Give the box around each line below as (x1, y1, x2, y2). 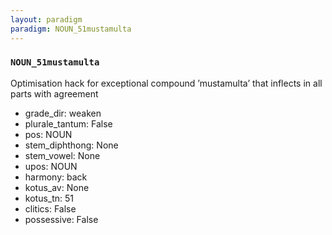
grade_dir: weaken (24, 107, 102, 119)
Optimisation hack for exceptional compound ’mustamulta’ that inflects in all (10, 77, 323, 89)
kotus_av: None (24, 181, 90, 193)
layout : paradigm (10, 14, 83, 25)
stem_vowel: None (24, 149, 101, 161)
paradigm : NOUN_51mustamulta (10, 24, 132, 34)
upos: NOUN (24, 160, 78, 172)
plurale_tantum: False (24, 117, 113, 130)
